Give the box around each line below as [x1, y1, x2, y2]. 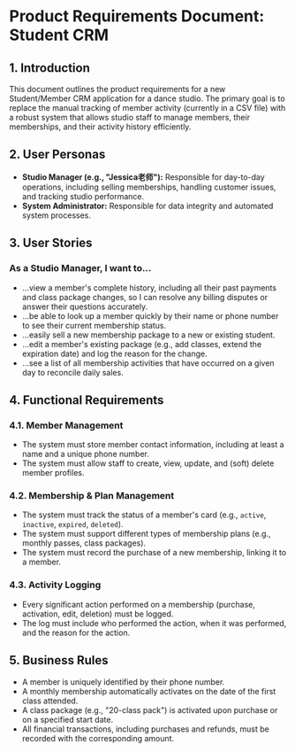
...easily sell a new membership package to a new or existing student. [21, 329, 276, 340]
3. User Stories [9, 236, 93, 251]
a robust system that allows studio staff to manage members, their [9, 112, 250, 122]
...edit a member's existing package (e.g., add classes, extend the [21, 338, 262, 349]
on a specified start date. [21, 714, 113, 725]
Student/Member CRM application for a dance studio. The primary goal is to [9, 93, 285, 104]
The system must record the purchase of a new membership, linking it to [21, 547, 287, 558]
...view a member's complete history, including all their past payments [21, 282, 276, 293]
